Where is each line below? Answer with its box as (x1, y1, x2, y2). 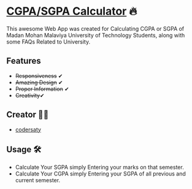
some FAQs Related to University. (6, 38, 91, 45)
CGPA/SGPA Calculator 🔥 (6, 4, 137, 18)
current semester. (15, 177, 60, 184)
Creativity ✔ (15, 91, 45, 99)
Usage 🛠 (6, 144, 42, 155)
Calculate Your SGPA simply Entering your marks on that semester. (15, 164, 184, 171)
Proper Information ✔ (15, 85, 69, 93)
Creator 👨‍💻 (6, 109, 49, 120)
